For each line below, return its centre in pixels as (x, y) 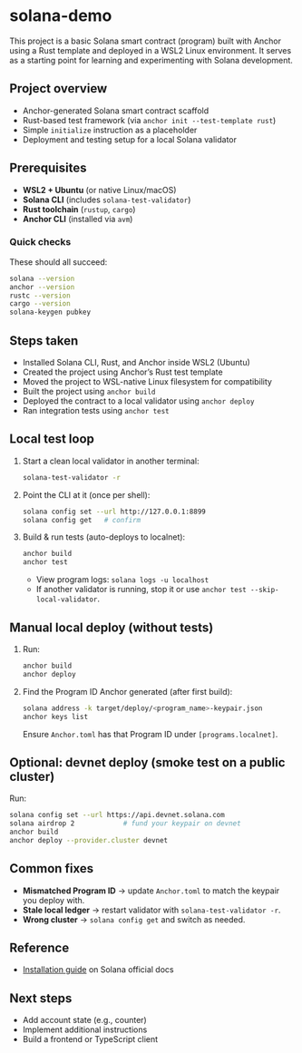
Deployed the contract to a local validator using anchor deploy (138, 401)
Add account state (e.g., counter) (84, 1020)
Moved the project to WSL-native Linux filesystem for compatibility (147, 382)
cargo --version (40, 304)
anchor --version (42, 287)
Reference (39, 948)
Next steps (41, 998)
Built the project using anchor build (89, 392)
